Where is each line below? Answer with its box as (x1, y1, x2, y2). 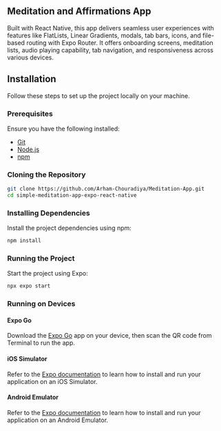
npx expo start (7, 282, 51, 289)
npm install (7, 238, 41, 245)
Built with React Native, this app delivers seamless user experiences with (7, 23, 215, 32)
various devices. (7, 53, 54, 61)
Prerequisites (7, 108, 53, 118)
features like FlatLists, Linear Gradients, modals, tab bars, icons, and (7, 31, 202, 39)
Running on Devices (7, 299, 76, 309)
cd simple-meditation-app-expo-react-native (7, 192, 137, 199)
